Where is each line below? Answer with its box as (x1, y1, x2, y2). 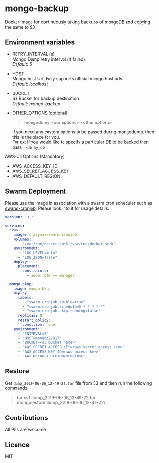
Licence (5, 440, 30, 448)
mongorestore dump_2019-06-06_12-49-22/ (16, 400, 106, 405)
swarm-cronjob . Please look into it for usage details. (5, 205, 110, 211)
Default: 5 (12, 61, 32, 67)
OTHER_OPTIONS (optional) (12, 110, 68, 116)
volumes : (14, 237, 32, 242)
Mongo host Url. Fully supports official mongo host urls (12, 76, 123, 81)
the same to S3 (5, 24, 35, 30)
